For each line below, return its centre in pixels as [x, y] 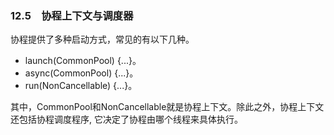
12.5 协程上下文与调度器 [72, 15]
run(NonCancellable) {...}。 [81, 86]
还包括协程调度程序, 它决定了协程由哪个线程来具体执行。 [126, 119]
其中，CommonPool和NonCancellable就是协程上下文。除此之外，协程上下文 [167, 107]
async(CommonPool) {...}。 [81, 73]
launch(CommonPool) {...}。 [83, 61]
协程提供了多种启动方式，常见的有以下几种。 [102, 39]
